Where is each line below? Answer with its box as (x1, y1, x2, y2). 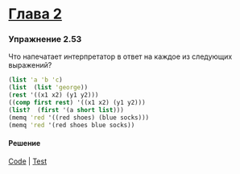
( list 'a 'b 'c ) (8, 76, 63, 85)
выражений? (8, 60, 52, 70)
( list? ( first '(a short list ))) (8, 106, 125, 114)
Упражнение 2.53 (8, 34, 82, 45)
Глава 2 (8, 5, 63, 23)
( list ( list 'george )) (8, 84, 89, 92)
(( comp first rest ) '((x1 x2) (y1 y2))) (8, 98, 147, 107)
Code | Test (8, 156, 47, 166)
